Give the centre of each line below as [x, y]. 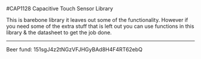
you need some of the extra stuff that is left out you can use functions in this [100, 26]
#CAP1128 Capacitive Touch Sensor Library [60, 9]
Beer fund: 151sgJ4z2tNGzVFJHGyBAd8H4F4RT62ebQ [74, 49]
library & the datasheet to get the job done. [59, 32]
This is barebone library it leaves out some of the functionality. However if [97, 20]
